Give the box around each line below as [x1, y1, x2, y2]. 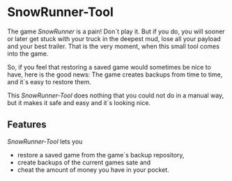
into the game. [7, 49, 49, 58]
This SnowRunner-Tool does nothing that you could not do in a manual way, [7, 91, 224, 100]
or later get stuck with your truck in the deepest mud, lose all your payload [7, 34, 221, 42]
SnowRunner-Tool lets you [7, 137, 83, 145]
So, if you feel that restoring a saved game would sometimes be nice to [7, 63, 211, 71]
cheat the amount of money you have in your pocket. [17, 165, 169, 174]
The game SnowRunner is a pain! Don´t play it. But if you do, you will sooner [7, 27, 225, 36]
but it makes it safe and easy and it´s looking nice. [7, 98, 151, 107]
